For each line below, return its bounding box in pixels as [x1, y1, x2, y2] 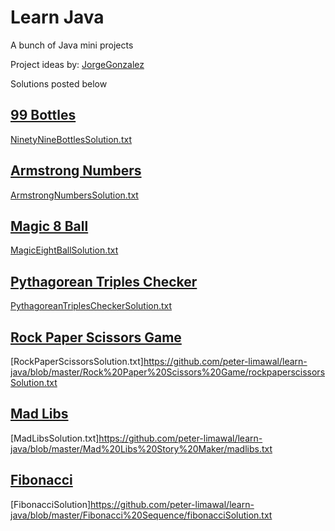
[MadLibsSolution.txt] [10, 432, 100, 444]
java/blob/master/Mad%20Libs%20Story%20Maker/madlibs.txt [10, 442, 273, 455]
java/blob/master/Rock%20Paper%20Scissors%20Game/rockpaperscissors [10, 366, 326, 378]
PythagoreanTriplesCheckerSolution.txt [10, 300, 173, 312]
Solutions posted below [10, 77, 108, 90]
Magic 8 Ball [10, 217, 89, 235]
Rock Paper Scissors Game [10, 329, 182, 346]
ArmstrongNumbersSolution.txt [10, 189, 139, 201]
